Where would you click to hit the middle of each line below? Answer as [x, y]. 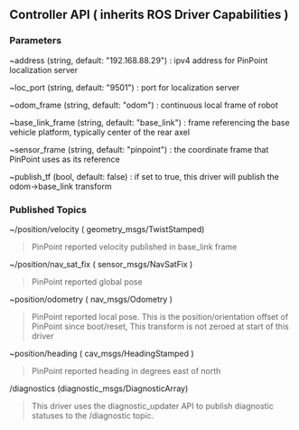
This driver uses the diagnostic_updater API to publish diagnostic [152, 406]
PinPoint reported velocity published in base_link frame [134, 247]
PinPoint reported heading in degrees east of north [126, 370]
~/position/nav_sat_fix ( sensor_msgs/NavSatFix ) [101, 264]
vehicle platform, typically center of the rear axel [100, 132]
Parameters [35, 41]
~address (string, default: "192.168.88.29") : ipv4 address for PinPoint [139, 60]
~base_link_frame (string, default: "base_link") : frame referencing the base [150, 122]
